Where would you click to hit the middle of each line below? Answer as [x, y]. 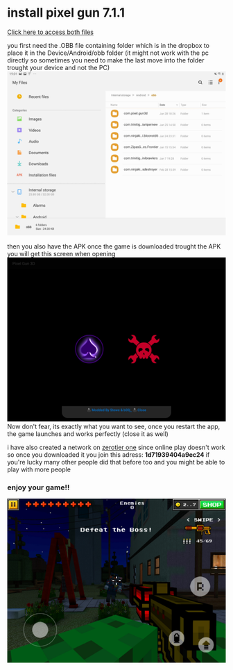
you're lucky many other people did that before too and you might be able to [116, 462]
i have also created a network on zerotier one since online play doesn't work [116, 447]
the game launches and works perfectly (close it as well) [88, 434]
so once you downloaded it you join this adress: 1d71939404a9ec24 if [109, 454]
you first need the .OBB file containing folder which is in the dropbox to [109, 45]
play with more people [39, 469]
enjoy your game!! [38, 487]
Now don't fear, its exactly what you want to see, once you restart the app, [114, 426]
